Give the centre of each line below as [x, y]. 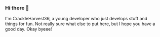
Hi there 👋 [17, 8]
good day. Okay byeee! [29, 29]
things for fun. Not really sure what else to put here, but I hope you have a [80, 24]
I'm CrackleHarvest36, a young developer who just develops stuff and [76, 19]
